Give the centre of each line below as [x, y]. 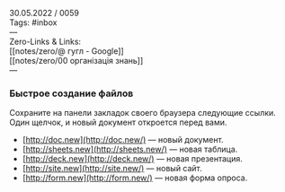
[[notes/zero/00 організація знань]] [76, 61]
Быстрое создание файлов [71, 93]
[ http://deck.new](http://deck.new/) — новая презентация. [132, 159]
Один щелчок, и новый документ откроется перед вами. [118, 122]
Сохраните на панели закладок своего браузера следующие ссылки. [142, 113]
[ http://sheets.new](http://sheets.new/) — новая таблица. [130, 149]
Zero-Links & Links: [45, 41]
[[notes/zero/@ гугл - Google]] [67, 51]
